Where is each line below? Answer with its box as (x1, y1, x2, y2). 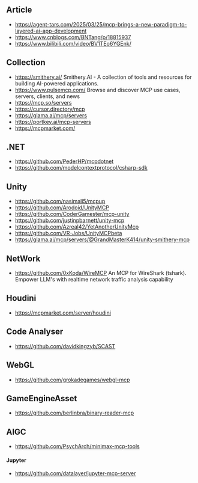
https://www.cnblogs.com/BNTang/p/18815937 (14, 33, 131, 41)
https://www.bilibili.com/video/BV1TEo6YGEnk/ (14, 40, 132, 47)
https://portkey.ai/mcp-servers (14, 118, 91, 125)
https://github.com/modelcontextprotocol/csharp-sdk (14, 164, 148, 171)
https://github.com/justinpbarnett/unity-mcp (14, 217, 125, 224)
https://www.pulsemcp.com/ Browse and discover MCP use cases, (14, 86, 181, 93)
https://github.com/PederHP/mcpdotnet (14, 158, 114, 165)
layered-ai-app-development (14, 27, 87, 34)
